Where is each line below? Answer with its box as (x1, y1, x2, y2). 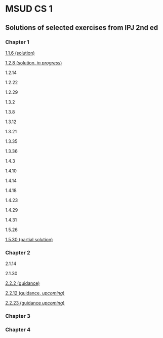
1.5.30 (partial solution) (5, 236, 53, 242)
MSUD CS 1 (5, 3, 53, 15)
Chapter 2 (5, 249, 30, 256)
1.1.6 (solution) (5, 50, 35, 56)
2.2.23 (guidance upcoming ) (5, 300, 65, 306)
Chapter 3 (5, 313, 30, 320)
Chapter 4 (5, 326, 31, 333)
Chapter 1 (5, 39, 29, 46)
